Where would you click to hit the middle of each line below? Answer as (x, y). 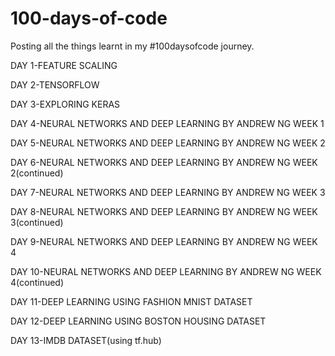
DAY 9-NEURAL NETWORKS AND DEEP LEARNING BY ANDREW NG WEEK (164, 241)
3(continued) (37, 222)
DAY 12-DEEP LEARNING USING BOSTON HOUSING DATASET (138, 321)
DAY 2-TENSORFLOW (55, 84)
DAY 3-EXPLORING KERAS (65, 104)
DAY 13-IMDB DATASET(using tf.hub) (86, 340)
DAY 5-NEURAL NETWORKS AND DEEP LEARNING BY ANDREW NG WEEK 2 (168, 143)
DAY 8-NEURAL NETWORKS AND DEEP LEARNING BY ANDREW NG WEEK (164, 211)
